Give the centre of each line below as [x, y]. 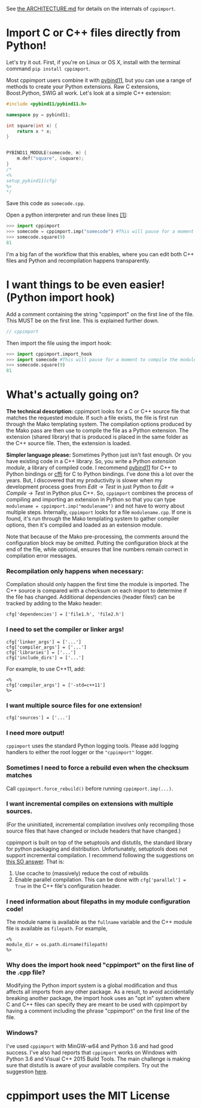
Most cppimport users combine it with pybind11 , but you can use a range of [99, 80]
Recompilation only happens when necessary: [75, 571]
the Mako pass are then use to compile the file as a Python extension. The [98, 431]
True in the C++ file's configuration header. [68, 886]
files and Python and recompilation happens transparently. [78, 260]
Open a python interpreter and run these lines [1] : [67, 215]
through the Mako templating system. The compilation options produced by [99, 424]
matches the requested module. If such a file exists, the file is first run [92, 418]
